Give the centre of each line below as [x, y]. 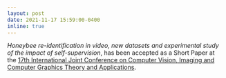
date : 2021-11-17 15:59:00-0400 [54, 20]
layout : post [26, 13]
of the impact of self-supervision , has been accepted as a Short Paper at [111, 53]
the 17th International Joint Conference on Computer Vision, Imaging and [111, 60]
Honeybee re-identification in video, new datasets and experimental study [113, 46]
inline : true [26, 26]
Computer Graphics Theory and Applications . [72, 67]
